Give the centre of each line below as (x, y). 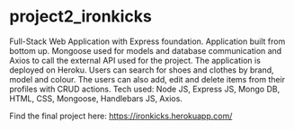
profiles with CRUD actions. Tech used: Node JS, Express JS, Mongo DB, (145, 89)
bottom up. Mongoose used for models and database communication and (146, 50)
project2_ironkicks (81, 17)
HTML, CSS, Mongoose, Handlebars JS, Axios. (96, 98)
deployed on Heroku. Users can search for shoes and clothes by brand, (142, 70)
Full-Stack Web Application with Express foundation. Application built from (147, 41)
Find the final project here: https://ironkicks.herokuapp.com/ (121, 116)
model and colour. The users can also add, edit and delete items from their (147, 79)
